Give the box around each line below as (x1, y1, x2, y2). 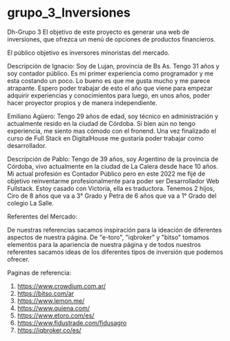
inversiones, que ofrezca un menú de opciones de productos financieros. (7, 35, 216, 43)
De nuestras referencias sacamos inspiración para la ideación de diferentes (7, 225, 222, 234)
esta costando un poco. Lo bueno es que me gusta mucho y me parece (7, 76, 211, 84)
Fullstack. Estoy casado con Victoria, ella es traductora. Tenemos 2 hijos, (7, 184, 215, 192)
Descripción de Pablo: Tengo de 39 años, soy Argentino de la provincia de (7, 154, 219, 163)
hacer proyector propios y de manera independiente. (7, 98, 157, 107)
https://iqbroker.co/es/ (17, 326, 82, 334)
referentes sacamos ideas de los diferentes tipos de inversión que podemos (7, 248, 223, 256)
